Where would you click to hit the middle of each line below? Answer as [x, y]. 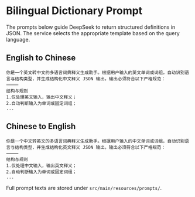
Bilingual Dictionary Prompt [74, 11]
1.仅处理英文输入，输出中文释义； [42, 97]
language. [18, 39]
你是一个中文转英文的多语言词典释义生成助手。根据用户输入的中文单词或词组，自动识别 [95, 141]
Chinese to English [41, 126]
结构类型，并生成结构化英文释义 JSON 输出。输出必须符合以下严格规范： [90, 147]
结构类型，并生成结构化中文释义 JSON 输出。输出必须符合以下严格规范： [90, 79]
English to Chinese [41, 58]
